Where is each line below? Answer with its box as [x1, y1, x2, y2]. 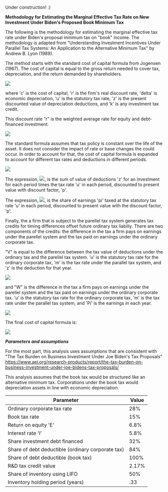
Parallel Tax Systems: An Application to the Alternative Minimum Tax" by [5, 45, 154, 51]
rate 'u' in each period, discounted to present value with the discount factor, [5, 203, 162, 208]
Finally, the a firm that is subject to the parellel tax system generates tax [5, 218, 154, 223]
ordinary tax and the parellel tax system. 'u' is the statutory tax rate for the [5, 254, 159, 260]
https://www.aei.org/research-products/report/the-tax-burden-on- [5, 359, 143, 365]
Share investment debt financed [8, 438, 83, 445]
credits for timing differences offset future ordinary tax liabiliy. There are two [5, 223, 163, 229]
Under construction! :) [5, 5, 51, 10]
